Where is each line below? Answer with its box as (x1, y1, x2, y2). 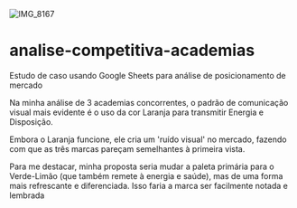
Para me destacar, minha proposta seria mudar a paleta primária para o (9, 161, 274, 172)
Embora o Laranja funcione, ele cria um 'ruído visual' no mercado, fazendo (9, 134, 287, 145)
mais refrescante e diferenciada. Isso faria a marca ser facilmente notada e (9, 180, 289, 191)
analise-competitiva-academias (9, 41, 255, 61)
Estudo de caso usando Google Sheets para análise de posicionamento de (9, 70, 286, 80)
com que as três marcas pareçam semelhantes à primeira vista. (9, 143, 246, 154)
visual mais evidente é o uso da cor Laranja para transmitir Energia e (9, 107, 265, 118)
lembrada (9, 190, 45, 201)
